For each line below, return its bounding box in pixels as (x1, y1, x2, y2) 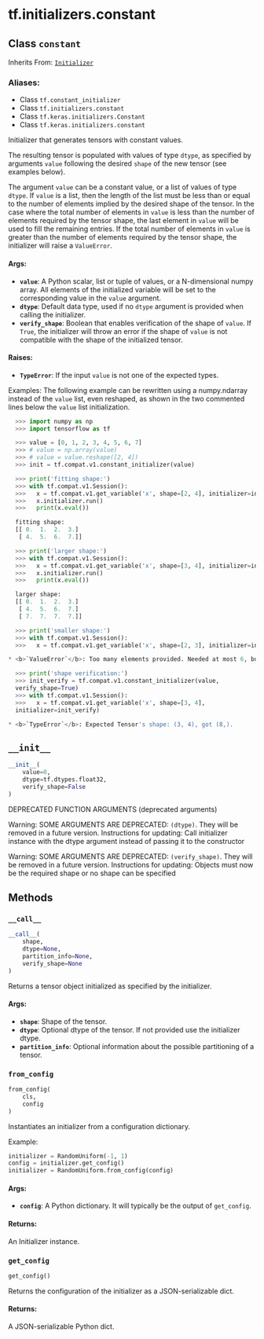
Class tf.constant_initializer (19, 95, 121, 105)
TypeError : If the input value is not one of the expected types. (19, 370, 219, 380)
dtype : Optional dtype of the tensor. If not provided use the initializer (19, 1025, 240, 1034)
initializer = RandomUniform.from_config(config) (8, 1167, 174, 1175)
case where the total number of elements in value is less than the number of (8, 207, 255, 217)
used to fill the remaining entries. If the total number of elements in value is (8, 224, 251, 233)
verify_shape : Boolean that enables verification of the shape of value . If (19, 318, 251, 328)
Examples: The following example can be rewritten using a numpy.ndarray (8, 385, 248, 394)
